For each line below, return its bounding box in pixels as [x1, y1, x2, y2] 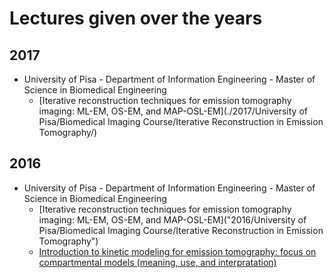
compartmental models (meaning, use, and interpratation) [38, 256, 277, 268]
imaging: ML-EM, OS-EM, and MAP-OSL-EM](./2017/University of [38, 105, 308, 117]
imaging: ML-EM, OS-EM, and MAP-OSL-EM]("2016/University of [38, 213, 307, 226]
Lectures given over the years [9, 7, 263, 30]
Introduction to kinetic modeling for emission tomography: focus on [38, 245, 317, 257]
